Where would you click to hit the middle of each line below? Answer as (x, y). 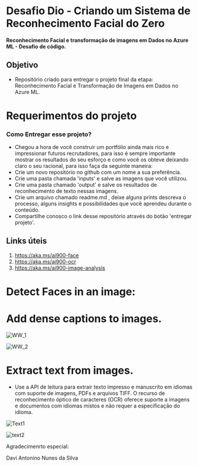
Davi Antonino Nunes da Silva (42, 458)
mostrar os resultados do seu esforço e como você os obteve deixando (102, 160)
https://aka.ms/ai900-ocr (46, 261)
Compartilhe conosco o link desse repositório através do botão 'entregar (103, 216)
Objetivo (22, 65)
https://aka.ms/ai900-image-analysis (60, 268)
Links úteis (27, 241)
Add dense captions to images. (84, 319)
